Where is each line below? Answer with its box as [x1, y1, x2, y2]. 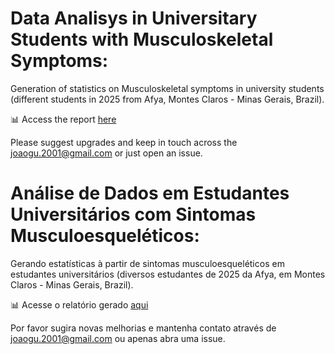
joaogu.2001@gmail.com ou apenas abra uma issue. [10, 332, 226, 344]
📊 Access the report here [10, 113, 117, 125]
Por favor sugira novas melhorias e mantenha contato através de [10, 322, 277, 334]
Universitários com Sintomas [10, 203, 257, 226]
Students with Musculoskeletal [10, 28, 274, 51]
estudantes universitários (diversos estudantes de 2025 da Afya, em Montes [10, 268, 326, 280]
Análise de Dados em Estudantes [10, 182, 290, 205]
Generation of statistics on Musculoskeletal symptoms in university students [10, 82, 325, 94]
